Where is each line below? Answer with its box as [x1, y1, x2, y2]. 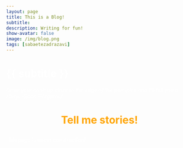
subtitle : [6, 19, 31, 25]
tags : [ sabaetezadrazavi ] [6, 42, 70, 48]
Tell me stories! [61, 113, 138, 127]
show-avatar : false [6, 31, 54, 37]
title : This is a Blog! [6, 14, 65, 20]
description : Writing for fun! [6, 25, 84, 31]
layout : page [6, 8, 38, 15]
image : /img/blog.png [6, 36, 60, 42]
